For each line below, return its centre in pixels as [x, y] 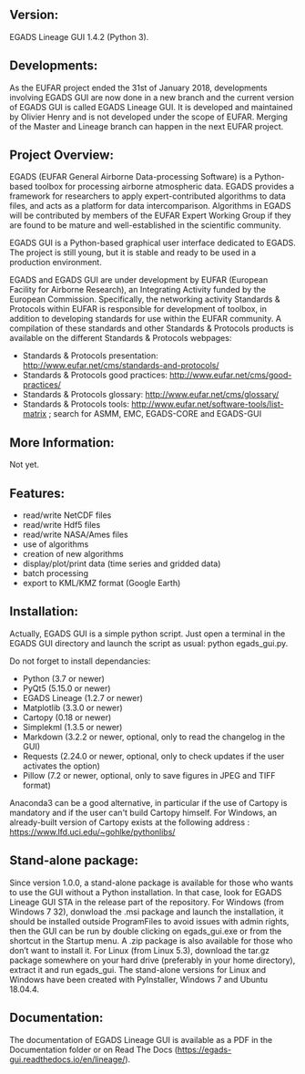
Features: [37, 493]
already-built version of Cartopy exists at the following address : [130, 822]
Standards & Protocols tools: [76, 404]
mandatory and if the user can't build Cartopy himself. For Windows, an [143, 812]
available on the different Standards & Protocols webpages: [121, 338]
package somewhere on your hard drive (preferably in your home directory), [152, 960]
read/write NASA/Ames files [76, 535]
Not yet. [24, 465]
